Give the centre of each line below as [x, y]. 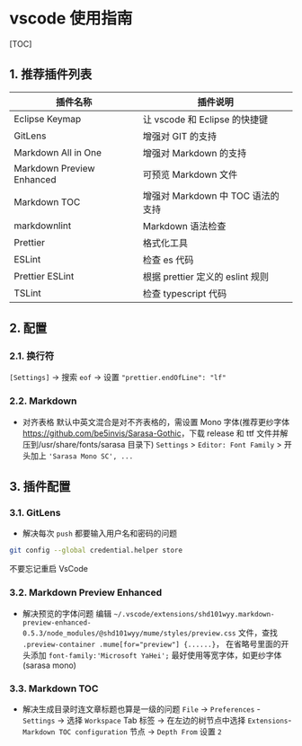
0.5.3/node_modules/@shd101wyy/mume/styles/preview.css [129, 633]
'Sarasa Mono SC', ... [91, 456]
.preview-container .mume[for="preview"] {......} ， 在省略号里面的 [151, 644]
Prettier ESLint [44, 276]
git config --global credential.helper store [96, 551]
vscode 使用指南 [71, 18]
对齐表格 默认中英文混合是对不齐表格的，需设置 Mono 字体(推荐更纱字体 [156, 422]
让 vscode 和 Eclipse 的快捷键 [205, 120]
